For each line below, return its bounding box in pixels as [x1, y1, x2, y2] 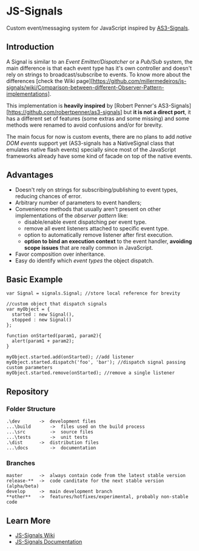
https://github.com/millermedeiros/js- [93, 77, 187, 84]
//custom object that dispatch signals [6, 301, 107, 307]
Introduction [6, 42, 55, 52]
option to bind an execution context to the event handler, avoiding [24, 238, 192, 245]
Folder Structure [6, 404, 56, 413]
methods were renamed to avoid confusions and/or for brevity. [6, 121, 163, 129]
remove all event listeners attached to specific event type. [24, 224, 169, 232]
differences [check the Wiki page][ [6, 77, 93, 84]
